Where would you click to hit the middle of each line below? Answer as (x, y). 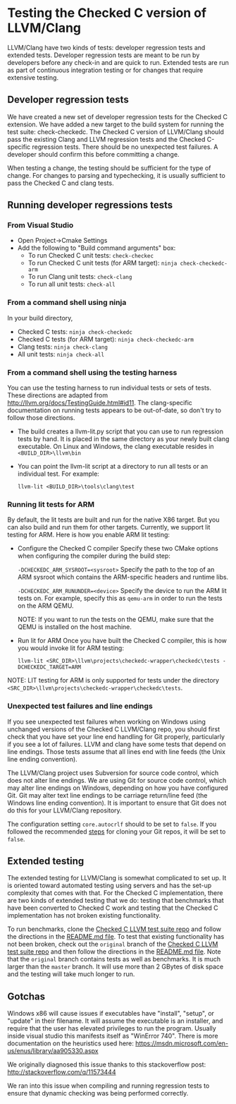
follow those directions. (41, 418)
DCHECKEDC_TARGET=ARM (49, 667)
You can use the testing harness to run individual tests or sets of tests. (110, 388)
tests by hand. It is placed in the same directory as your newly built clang (123, 439)
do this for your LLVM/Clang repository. (64, 810)
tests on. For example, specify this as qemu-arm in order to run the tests (120, 599)
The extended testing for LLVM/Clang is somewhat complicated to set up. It (117, 878)
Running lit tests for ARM (51, 504)
